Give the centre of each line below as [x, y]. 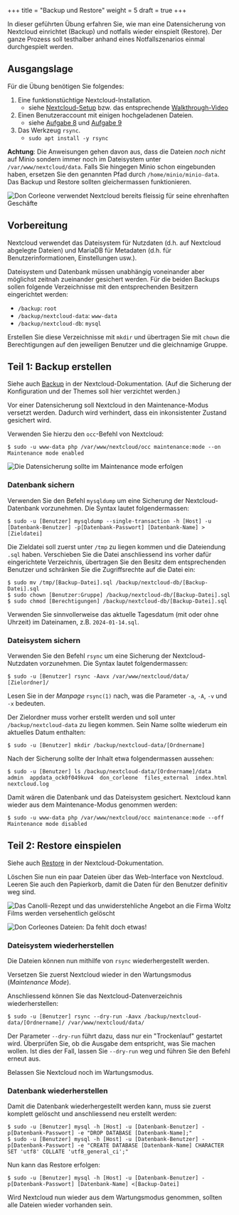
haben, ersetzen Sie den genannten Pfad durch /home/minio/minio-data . [113, 174]
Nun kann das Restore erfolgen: [54, 1165]
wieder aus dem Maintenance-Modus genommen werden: [92, 805]
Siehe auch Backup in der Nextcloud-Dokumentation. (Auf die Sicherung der [119, 384]
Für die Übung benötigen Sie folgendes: [66, 86]
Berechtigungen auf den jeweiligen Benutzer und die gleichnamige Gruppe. [117, 344]
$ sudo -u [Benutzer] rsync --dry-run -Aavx [74, 1017]
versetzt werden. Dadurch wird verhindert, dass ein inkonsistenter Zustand [117, 413]
